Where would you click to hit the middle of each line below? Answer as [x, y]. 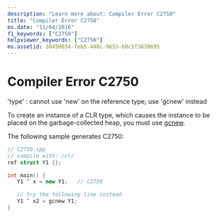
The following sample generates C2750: [66, 136]
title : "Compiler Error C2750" [54, 21]
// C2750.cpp [27, 149]
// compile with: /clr [41, 156]
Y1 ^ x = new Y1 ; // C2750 [60, 182]
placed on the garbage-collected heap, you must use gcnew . [96, 122]
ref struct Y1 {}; [34, 162]
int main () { [27, 175]
